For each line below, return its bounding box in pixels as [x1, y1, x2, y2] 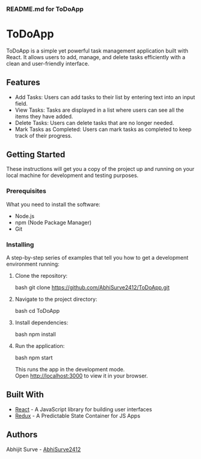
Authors [6, 429, 38, 440]
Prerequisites [6, 187, 46, 195]
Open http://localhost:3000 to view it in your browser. [14, 372, 149, 379]
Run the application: [14, 342, 65, 350]
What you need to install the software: [6, 201, 100, 208]
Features [6, 77, 40, 88]
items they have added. [14, 112, 73, 120]
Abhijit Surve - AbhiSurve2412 [6, 446, 81, 453]
